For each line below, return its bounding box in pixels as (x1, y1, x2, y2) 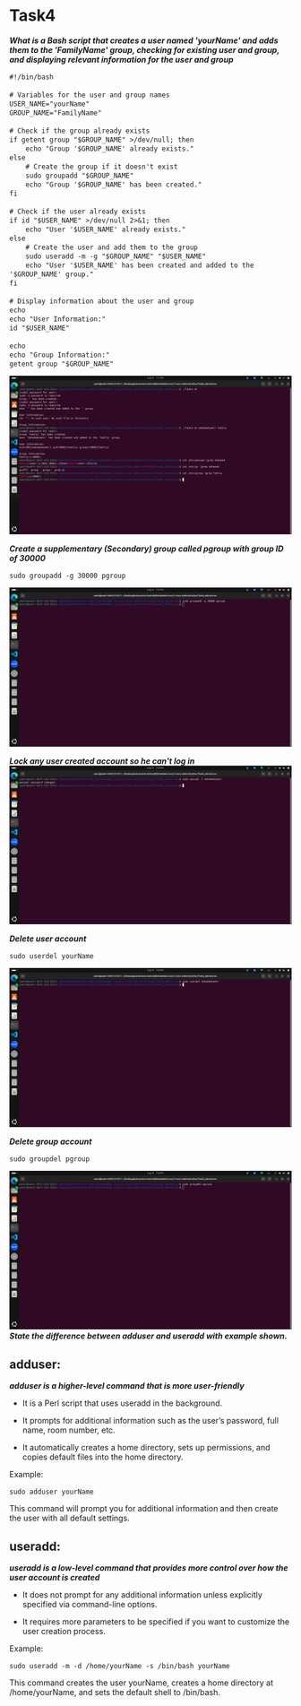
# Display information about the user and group (9, 297, 194, 306)
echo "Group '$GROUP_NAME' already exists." (25, 144, 194, 153)
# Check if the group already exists (9, 126, 150, 135)
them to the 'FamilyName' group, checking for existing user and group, (9, 44, 280, 55)
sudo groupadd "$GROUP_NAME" (25, 171, 134, 180)
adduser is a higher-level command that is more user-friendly (9, 1381, 245, 1391)
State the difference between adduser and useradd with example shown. (9, 1330, 288, 1341)
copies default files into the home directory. (21, 1451, 184, 1462)
